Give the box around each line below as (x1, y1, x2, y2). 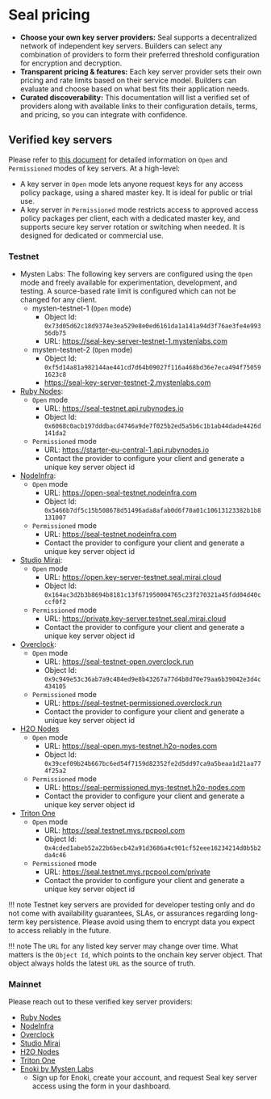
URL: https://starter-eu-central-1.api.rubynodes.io (44, 445, 210, 454)
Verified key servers (8, 133, 113, 147)
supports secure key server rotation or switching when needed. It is (19, 222, 245, 231)
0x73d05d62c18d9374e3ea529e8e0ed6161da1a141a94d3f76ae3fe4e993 (44, 322, 261, 331)
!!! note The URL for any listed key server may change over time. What (8, 941, 239, 951)
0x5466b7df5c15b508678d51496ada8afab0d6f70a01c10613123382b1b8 (44, 507, 261, 515)
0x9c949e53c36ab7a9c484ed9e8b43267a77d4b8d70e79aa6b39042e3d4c (44, 675, 261, 684)
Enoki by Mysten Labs (19, 1064, 94, 1074)
